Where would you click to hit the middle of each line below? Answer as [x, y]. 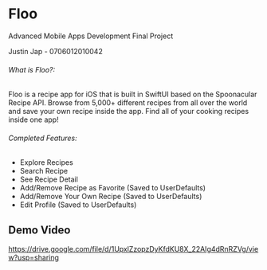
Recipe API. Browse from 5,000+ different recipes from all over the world [128, 103]
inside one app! [33, 119]
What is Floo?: [32, 69]
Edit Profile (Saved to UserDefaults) [78, 205]
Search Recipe [44, 171]
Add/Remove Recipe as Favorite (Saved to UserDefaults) [112, 188]
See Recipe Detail [49, 179]
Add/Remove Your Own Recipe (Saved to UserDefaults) [111, 197]
